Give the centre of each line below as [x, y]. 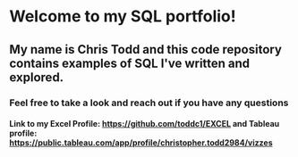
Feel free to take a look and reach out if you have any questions [149, 103]
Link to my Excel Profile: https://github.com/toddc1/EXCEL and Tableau [145, 124]
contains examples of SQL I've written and [130, 63]
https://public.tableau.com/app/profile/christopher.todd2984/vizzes [141, 143]
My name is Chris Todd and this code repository [145, 50]
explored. [37, 77]
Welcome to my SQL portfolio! [123, 17]
